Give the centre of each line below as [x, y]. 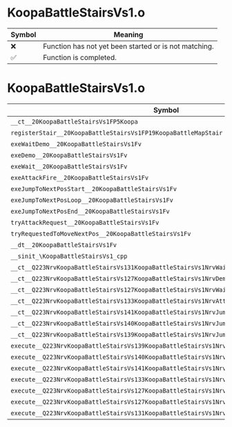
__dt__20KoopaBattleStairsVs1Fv [64, 245]
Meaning [128, 34]
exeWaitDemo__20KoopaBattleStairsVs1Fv [76, 144]
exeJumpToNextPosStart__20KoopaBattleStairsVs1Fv [94, 189]
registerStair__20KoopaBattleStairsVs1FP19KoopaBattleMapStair [117, 133]
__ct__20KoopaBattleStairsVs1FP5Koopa [74, 121]
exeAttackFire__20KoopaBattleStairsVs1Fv [80, 178]
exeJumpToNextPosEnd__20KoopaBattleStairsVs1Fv [90, 211]
